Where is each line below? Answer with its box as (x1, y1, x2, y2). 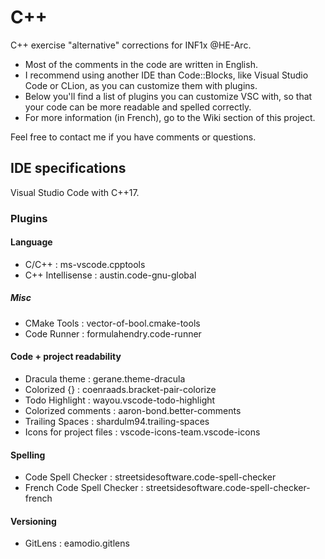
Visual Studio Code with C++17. (10, 186, 140, 198)
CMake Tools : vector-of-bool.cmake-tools (24, 317, 201, 329)
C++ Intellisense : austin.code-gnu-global (24, 269, 197, 281)
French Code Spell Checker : (24, 482, 144, 494)
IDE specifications (10, 160, 127, 177)
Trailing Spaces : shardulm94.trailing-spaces (24, 416, 210, 428)
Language (10, 236, 53, 248)
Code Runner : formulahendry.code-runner (24, 327, 202, 340)
